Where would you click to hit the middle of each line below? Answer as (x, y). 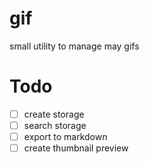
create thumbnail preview (76, 148)
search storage (55, 125)
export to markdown (65, 136)
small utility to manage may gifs (74, 46)
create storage (54, 114)
